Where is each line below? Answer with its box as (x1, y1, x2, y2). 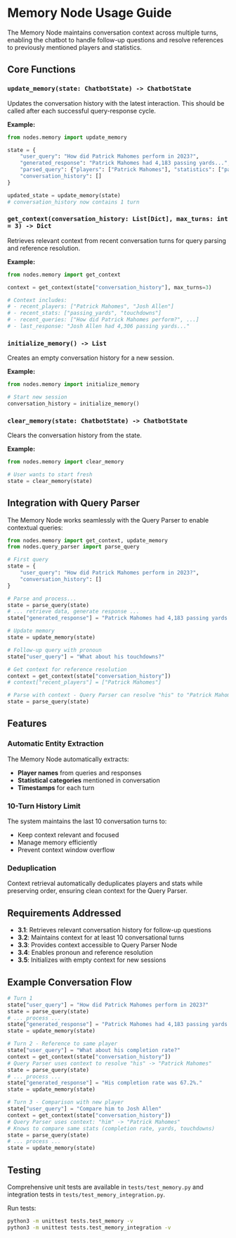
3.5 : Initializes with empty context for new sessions (17, 956, 166, 964)
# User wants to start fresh (7, 471, 93, 478)
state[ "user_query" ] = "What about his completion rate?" (7, 1047, 181, 1054)
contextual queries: (7, 523, 63, 532)
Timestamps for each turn (17, 783, 95, 792)
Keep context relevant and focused (17, 831, 119, 839)
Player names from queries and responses (17, 768, 142, 777)
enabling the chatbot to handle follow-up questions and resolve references (7, 35, 223, 44)
